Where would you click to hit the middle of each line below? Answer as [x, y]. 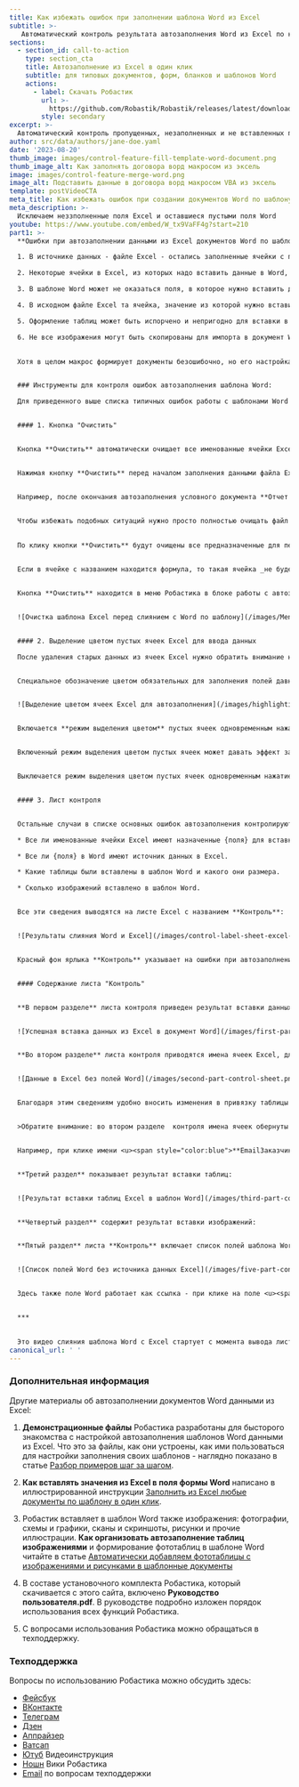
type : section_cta [59, 59]
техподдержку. [51, 1637]
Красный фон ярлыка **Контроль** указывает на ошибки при [127, 959]
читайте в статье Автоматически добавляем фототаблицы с [136, 1556]
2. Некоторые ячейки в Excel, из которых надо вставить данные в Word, [153, 273]
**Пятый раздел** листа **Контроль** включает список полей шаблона [147, 1246]
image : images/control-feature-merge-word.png [97, 174]
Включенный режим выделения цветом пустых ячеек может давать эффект [149, 753]
